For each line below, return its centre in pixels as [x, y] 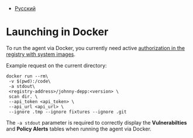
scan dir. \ [23, 96]
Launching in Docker [57, 32]
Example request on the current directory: [56, 65]
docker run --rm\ [27, 76]
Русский [25, 8]
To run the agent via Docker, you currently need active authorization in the [96, 48]
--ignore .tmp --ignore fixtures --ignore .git [68, 112]
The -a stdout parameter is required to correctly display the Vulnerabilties [96, 122]
